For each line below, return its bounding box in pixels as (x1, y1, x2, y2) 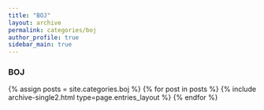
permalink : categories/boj (8, 26, 97, 34)
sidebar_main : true (8, 41, 73, 49)
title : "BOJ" (8, 11, 51, 20)
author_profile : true (8, 33, 80, 42)
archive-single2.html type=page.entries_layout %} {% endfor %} (8, 93, 218, 102)
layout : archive (8, 19, 61, 27)
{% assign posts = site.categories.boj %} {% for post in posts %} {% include (8, 84, 257, 94)
